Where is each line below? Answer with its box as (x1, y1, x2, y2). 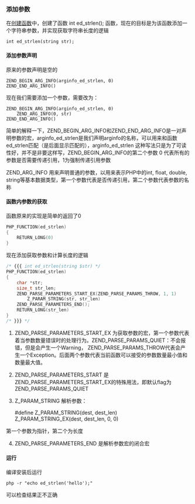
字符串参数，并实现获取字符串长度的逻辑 (11, 27, 109, 34)
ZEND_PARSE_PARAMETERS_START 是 (14, 371, 110, 378)
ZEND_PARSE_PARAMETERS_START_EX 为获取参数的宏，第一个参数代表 (14, 329, 190, 336)
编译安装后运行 (6, 469, 42, 476)
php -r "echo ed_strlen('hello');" (6, 481, 93, 486)
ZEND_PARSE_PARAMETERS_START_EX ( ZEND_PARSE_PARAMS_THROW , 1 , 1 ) (16, 291, 177, 297)
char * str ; (16, 280, 43, 285)
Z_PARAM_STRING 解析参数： (14, 397, 87, 404)
